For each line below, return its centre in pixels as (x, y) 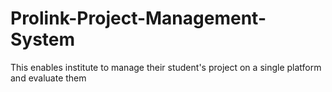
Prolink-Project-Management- (138, 18)
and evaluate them (48, 78)
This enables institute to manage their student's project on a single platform (166, 67)
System (43, 39)
